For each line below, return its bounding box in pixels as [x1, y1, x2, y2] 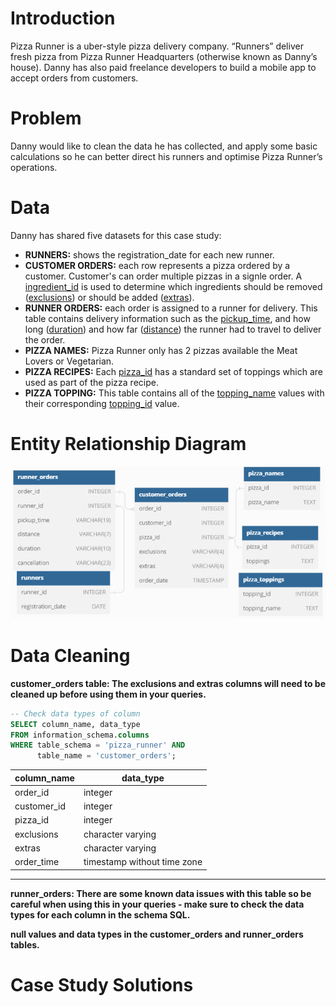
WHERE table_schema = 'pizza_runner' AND [10, 740, 186, 751]
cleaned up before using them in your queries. [10, 688, 207, 700]
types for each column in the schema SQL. [10, 908, 191, 921]
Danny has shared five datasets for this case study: [10, 229, 222, 241]
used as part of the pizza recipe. [24, 376, 159, 388]
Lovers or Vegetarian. [24, 355, 115, 367]
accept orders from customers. [10, 72, 139, 84]
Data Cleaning [10, 645, 131, 667]
